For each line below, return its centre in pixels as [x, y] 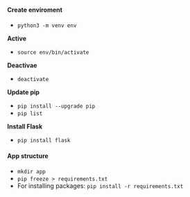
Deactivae [22, 65]
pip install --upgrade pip [56, 106]
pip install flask [44, 141]
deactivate [33, 80]
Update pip [24, 92]
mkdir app [32, 172]
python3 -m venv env [47, 26]
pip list [30, 114]
